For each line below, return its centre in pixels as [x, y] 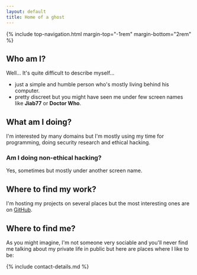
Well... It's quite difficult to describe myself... [60, 73]
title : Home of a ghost [35, 17]
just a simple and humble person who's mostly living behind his [92, 85]
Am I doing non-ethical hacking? [54, 158]
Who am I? [26, 59]
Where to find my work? [51, 189]
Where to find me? [41, 228]
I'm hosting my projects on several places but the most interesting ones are [98, 203]
